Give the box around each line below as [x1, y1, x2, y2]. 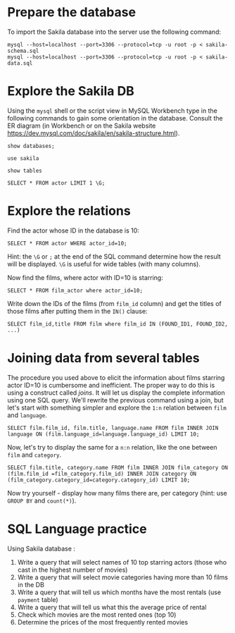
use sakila [7, 154, 39, 162]
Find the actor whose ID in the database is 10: [7, 226, 139, 235]
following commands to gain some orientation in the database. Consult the [7, 113, 223, 122]
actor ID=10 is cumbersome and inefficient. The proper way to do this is [7, 381, 215, 389]
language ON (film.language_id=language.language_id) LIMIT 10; [7, 431, 200, 438]
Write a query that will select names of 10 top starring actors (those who [17, 558, 227, 566]
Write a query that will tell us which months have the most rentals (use [17, 588, 222, 596]
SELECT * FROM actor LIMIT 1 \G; [7, 179, 106, 187]
